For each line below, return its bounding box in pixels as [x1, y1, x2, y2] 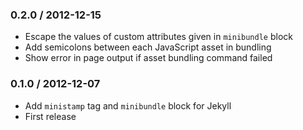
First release [24, 110, 77, 122]
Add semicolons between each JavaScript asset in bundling [24, 41, 272, 53]
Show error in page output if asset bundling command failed [24, 52, 273, 64]
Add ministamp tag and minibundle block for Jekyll [24, 99, 232, 112]
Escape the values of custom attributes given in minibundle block [24, 31, 293, 43]
